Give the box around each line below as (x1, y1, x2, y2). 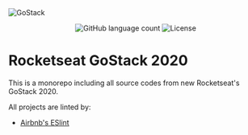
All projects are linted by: (8, 102, 91, 112)
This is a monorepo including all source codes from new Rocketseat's (8, 78, 240, 88)
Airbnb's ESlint (19, 117, 70, 127)
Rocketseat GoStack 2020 (8, 51, 188, 70)
